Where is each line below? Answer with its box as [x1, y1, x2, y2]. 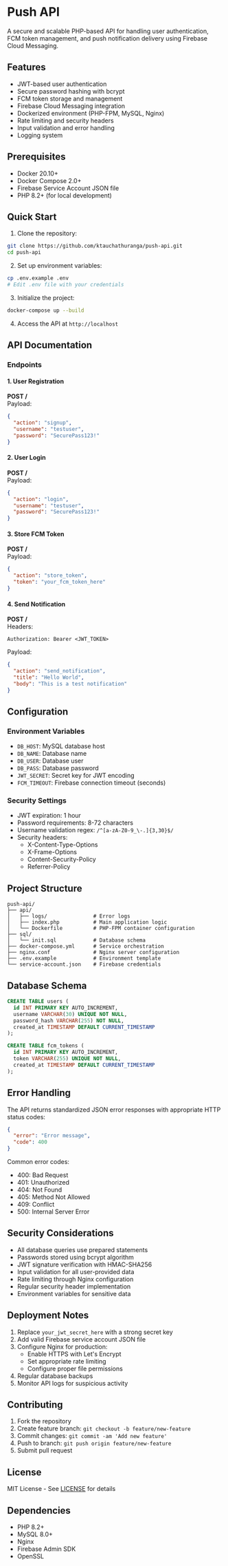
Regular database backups [16, 1371, 93, 1380]
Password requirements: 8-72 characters [16, 818, 134, 827]
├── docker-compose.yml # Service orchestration [7, 943, 165, 950]
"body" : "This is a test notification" [13, 680, 128, 687]
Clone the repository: [16, 229, 78, 237]
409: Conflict [16, 1200, 55, 1209]
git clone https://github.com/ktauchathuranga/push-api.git [7, 242, 183, 250]
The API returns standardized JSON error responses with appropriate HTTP [7, 1105, 221, 1114]
